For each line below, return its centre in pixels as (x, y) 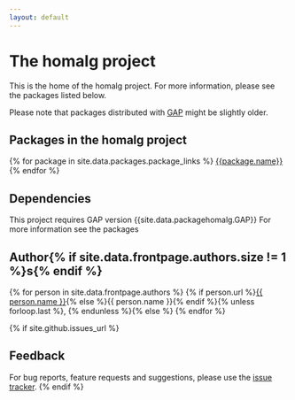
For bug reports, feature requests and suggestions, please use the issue (141, 377)
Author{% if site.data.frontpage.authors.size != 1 (147, 257)
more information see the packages (74, 229)
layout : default (39, 17)
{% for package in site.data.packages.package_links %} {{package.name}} (146, 161)
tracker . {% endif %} (47, 387)
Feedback (37, 356)
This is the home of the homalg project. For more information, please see (142, 86)
